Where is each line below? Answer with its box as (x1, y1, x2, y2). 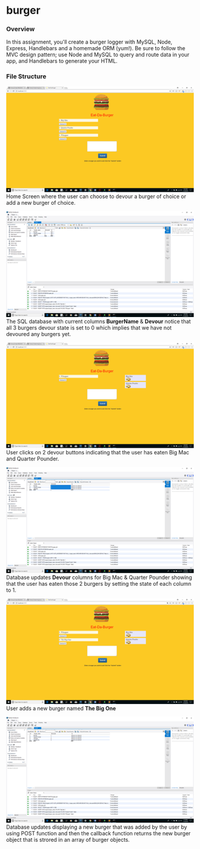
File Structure (6, 72, 46, 81)
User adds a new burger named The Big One (6, 705, 116, 712)
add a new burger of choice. (6, 199, 76, 207)
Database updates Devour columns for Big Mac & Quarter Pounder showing (6, 574, 192, 581)
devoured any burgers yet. (6, 330, 71, 337)
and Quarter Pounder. (6, 455, 60, 463)
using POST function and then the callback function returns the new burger (6, 829, 191, 836)
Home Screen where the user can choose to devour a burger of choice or (6, 193, 186, 200)
